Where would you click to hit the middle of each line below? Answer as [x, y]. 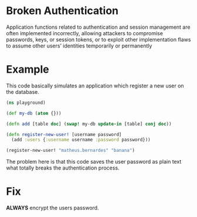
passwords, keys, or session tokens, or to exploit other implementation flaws [98, 39]
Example [28, 69]
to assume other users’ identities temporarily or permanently [79, 46]
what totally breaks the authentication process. [63, 168]
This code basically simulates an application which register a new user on [95, 86]
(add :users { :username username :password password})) [81, 140]
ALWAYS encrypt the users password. [52, 208]
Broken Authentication [62, 11]
